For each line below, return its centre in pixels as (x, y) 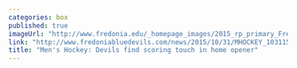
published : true (38, 26)
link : (18, 42)
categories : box (38, 17)
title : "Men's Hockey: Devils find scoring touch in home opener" (133, 50)
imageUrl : (27, 34)
